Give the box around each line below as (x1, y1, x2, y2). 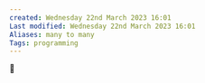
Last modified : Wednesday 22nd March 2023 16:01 (9, 22, 196, 31)
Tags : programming (9, 38, 79, 48)
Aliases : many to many (9, 30, 95, 39)
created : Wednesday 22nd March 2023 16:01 (9, 13, 172, 23)
